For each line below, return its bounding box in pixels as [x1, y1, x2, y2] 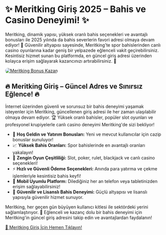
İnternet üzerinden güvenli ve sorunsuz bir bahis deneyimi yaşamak [5, 103, 144, 109]
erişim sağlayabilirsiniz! [12, 183, 61, 189]
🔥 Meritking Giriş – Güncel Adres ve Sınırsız [5, 82, 143, 91]
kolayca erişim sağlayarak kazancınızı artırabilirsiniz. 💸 [5, 58, 117, 64]
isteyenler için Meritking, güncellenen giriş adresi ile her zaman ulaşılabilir [5, 109, 157, 115]
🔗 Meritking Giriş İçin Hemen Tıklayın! [5, 224, 82, 230]
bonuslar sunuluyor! [12, 136, 54, 142]
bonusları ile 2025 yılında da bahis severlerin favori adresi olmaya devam [5, 37, 155, 43]
